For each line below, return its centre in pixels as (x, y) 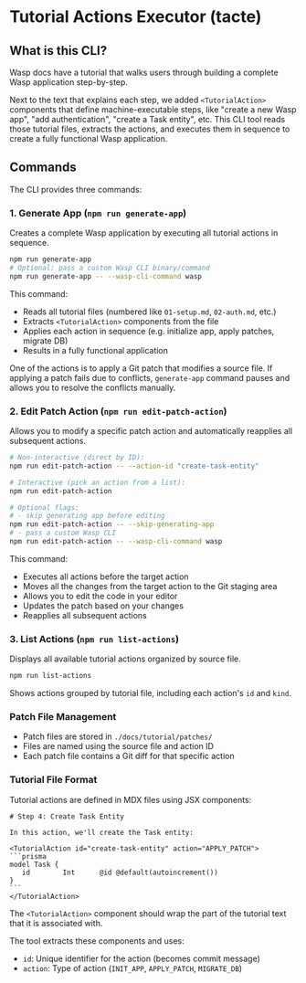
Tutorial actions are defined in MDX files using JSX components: (131, 799)
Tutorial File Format (53, 780)
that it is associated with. (56, 923)
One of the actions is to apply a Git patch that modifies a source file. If (141, 368)
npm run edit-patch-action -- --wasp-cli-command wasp (116, 542)
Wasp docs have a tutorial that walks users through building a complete (144, 72)
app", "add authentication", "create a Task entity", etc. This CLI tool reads (148, 119)
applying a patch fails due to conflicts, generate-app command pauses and (150, 377)
